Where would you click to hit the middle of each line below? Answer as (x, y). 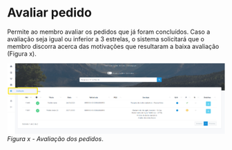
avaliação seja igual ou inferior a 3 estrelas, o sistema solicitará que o (106, 39)
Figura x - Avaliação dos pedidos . (55, 138)
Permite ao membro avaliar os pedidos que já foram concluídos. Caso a (109, 32)
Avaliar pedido (49, 13)
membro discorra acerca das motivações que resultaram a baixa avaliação (113, 46)
